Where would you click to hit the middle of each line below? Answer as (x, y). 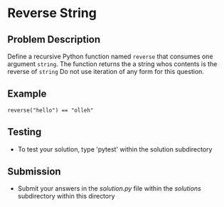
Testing (25, 132)
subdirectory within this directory (66, 196)
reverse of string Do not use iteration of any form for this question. (106, 71)
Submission (34, 172)
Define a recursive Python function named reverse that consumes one (110, 56)
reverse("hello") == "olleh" (50, 110)
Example (27, 94)
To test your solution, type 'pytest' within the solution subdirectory (115, 149)
